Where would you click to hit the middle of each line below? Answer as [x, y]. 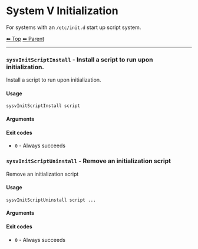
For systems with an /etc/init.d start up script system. [74, 27]
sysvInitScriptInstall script [43, 106]
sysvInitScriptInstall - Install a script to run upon [80, 59]
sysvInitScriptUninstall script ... [51, 200]
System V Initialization [62, 11]
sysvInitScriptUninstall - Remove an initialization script [89, 161]
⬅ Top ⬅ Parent [25, 38]
